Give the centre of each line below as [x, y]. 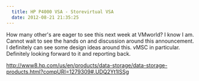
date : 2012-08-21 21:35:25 [45, 17]
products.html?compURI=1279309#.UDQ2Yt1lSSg [68, 71]
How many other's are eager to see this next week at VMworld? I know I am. [100, 34]
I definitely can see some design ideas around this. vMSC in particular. [93, 47]
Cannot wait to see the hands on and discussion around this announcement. [100, 41]
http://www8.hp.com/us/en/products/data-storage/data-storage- [87, 65]
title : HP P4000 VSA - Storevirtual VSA [63, 12]
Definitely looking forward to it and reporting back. [68, 53]
